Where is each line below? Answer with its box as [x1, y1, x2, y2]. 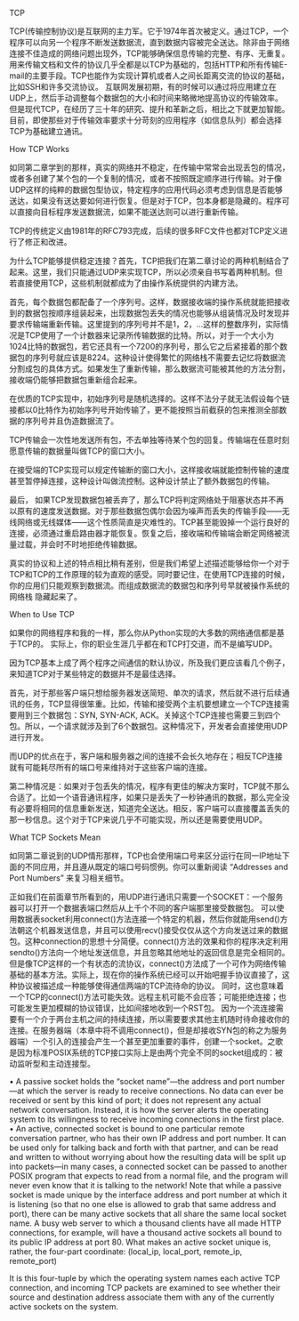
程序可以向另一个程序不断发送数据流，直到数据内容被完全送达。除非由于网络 [9, 37, 290, 47]
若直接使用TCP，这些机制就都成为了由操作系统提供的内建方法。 [9, 278, 243, 288]
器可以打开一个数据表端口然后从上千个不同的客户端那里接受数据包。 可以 [9, 903, 277, 913]
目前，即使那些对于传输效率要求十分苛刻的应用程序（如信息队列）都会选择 [9, 115, 282, 125]
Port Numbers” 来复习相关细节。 [9, 873, 129, 883]
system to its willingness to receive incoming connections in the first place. [9, 1114, 285, 1124]
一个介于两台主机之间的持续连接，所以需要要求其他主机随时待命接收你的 [24, 1014, 290, 1024]
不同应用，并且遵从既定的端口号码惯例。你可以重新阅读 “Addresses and [24, 862, 289, 872]
